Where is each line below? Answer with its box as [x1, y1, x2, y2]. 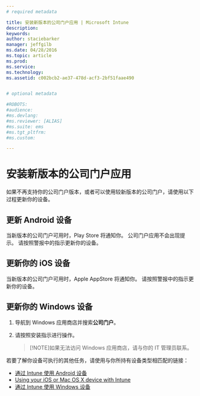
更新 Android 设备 [6, 215, 72, 225]
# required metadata [6, 8, 58, 15]
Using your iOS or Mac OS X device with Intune [14, 376, 131, 383]
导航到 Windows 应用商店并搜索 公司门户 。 [14, 319, 119, 326]
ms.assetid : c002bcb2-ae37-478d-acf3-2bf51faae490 [6, 75, 135, 81]
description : [6, 25, 39, 31]
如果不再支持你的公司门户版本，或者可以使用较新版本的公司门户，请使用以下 [6, 188, 194, 195]
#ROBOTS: [6, 102, 28, 108]
